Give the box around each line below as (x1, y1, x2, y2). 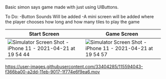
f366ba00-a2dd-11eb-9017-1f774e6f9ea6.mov (5, 69, 100, 75)
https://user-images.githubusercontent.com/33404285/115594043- (5, 64, 143, 69)
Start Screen (29, 30, 59, 37)
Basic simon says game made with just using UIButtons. (5, 4, 119, 10)
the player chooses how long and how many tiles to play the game (5, 19, 140, 25)
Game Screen (105, 30, 138, 37)
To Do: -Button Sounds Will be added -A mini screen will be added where (5, 14, 154, 19)
